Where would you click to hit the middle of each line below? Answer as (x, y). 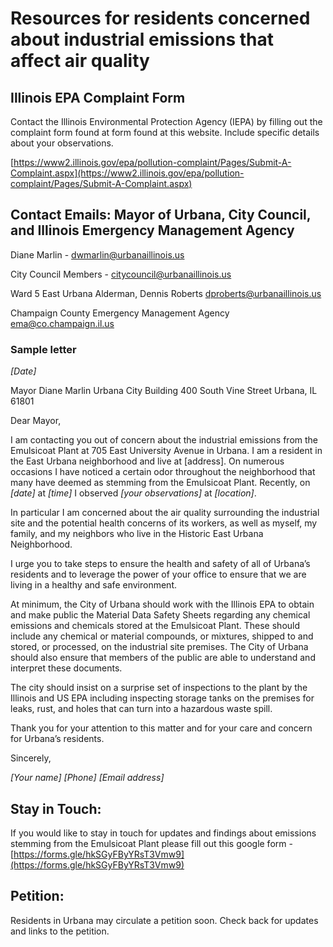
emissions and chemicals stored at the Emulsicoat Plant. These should (155, 626)
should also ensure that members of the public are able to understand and (163, 658)
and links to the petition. (60, 931)
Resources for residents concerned (160, 18)
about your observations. (62, 143)
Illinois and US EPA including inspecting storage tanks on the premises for (162, 698)
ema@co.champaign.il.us (62, 323)
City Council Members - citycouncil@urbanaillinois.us (121, 274)
